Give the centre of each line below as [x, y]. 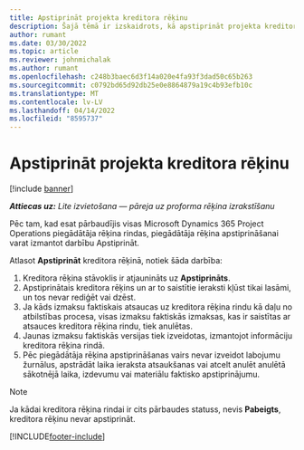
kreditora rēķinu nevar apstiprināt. [72, 419]
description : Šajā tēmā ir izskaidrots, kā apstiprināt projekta [135, 26]
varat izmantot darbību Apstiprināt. [75, 243]
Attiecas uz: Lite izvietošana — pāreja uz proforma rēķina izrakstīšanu [142, 206]
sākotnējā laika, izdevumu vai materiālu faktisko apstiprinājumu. [141, 374]
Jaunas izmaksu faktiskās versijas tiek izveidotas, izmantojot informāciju [157, 336]
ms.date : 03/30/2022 [48, 43]
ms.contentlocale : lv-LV [56, 102]
